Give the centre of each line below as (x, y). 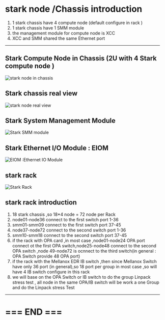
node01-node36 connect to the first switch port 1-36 (65, 219)
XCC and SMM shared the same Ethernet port (58, 38)
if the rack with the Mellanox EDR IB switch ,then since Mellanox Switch (84, 261)
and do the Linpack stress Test (43, 287)
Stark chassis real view (41, 94)
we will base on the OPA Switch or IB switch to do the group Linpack (81, 277)
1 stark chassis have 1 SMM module (48, 28)
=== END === (34, 312)
